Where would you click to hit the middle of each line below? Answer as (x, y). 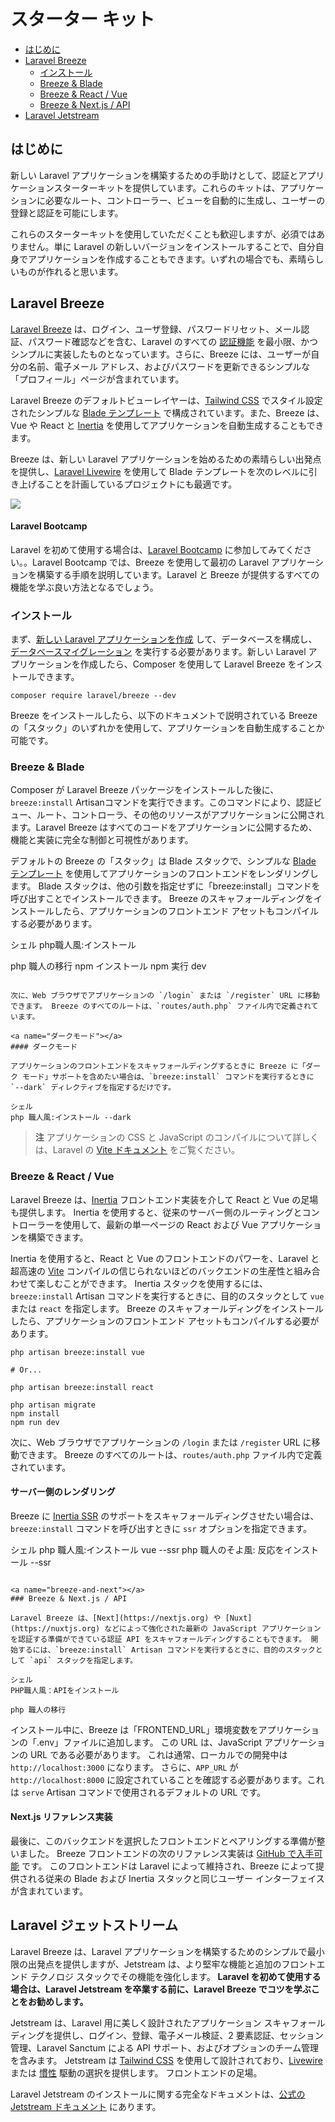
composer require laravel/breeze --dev (93, 696)
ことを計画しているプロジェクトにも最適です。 (141, 484)
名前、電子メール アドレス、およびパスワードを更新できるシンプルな (169, 366)
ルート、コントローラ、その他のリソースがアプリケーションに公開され (180, 815)
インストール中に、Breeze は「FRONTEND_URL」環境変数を (134, 1729)
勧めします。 (62, 2001)
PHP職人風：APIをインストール (65, 1690)
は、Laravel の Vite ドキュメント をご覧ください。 (137, 1150)
